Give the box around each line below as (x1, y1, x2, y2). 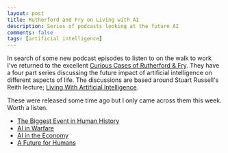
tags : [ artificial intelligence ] (7, 36, 103, 42)
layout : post (7, 10, 45, 17)
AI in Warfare (16, 124, 55, 133)
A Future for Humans (16, 139, 77, 147)
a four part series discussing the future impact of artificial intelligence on (7, 69, 212, 77)
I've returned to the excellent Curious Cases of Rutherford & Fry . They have (7, 61, 220, 70)
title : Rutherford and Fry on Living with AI (7, 16, 139, 23)
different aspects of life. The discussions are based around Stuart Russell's (7, 76, 219, 84)
